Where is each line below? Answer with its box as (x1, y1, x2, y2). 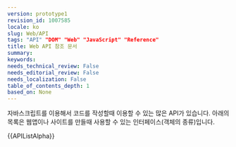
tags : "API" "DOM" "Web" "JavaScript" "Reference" (7, 37, 159, 44)
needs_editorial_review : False (7, 69, 99, 76)
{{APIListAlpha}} (7, 132, 55, 141)
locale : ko (7, 23, 39, 30)
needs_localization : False (7, 75, 87, 83)
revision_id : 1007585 (7, 17, 71, 24)
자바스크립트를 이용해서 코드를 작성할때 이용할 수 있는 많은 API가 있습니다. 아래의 (7, 109, 230, 117)
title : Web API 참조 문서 (7, 43, 77, 50)
